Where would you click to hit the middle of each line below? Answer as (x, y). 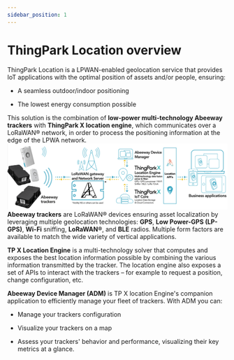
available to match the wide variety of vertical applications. (92, 236)
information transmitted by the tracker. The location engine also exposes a (114, 265)
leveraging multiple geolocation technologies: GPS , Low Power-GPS (105, 222)
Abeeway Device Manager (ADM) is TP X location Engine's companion (110, 293)
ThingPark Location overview (94, 50)
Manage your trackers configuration (69, 314)
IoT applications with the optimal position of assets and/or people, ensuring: (116, 77)
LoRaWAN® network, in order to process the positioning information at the (114, 132)
